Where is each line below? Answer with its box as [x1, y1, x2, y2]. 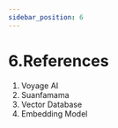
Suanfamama [20, 89, 70, 100]
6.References [8, 50, 109, 71]
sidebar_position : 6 [8, 12, 85, 22]
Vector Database [20, 99, 83, 109]
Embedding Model [20, 108, 88, 119]
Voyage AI [20, 80, 59, 91]
